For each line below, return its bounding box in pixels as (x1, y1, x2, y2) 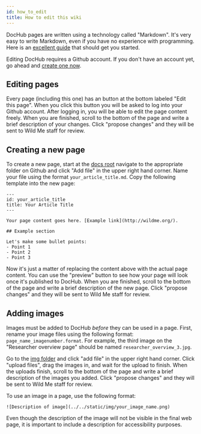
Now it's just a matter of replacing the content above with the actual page (6, 265, 188, 273)
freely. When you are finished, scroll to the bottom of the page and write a (6, 114, 189, 122)
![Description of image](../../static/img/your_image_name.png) (6, 404, 170, 410)
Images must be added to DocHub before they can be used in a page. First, (6, 324, 193, 331)
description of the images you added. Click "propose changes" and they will (6, 374, 195, 381)
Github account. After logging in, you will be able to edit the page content (6, 108, 187, 115)
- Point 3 (6, 255, 31, 261)
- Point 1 (6, 244, 31, 250)
